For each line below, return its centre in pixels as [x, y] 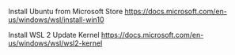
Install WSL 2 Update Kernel [54, 35]
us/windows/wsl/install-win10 [56, 20]
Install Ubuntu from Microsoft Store [66, 11]
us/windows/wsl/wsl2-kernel [55, 43]
